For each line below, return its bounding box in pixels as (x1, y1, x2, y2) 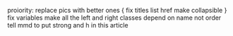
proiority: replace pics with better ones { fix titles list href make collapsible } (7, 6, 227, 14)
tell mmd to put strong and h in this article (7, 21, 129, 29)
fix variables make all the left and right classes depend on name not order (7, 13, 222, 22)
